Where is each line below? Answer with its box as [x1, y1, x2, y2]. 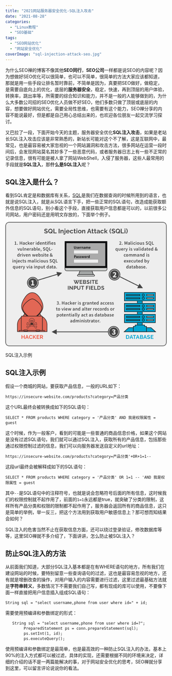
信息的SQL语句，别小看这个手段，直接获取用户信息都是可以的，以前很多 [9, 205, 162, 211]
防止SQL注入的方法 [5, 549, 66, 558]
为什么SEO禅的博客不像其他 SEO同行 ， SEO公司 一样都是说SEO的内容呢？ [5, 67, 159, 73]
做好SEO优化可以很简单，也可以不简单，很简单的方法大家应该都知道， [14, 73, 163, 80]
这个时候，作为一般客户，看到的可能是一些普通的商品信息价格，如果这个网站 [5, 430, 167, 436]
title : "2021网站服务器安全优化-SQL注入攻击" [5, 8, 94, 13]
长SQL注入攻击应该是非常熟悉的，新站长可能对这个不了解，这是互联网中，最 [5, 136, 167, 142]
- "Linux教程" [10, 25, 38, 30]
